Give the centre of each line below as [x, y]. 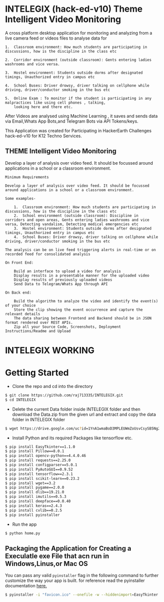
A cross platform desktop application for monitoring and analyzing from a [79, 33]
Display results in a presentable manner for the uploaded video [82, 275]
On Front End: [20, 262]
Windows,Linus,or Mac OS [46, 564]
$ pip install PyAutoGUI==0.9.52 [39, 469]
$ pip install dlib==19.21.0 [35, 492]
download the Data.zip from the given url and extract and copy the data [84, 414]
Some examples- [20, 198]
